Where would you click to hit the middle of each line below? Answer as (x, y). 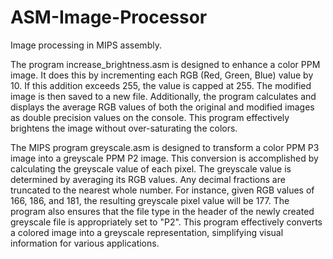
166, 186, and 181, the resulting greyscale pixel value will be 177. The (150, 200)
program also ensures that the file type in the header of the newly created (162, 211)
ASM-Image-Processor (109, 17)
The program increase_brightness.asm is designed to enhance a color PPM (165, 64)
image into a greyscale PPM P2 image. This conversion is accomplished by (164, 158)
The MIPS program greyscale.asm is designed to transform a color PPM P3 (165, 147)
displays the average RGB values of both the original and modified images (162, 107)
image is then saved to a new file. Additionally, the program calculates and (163, 96)
